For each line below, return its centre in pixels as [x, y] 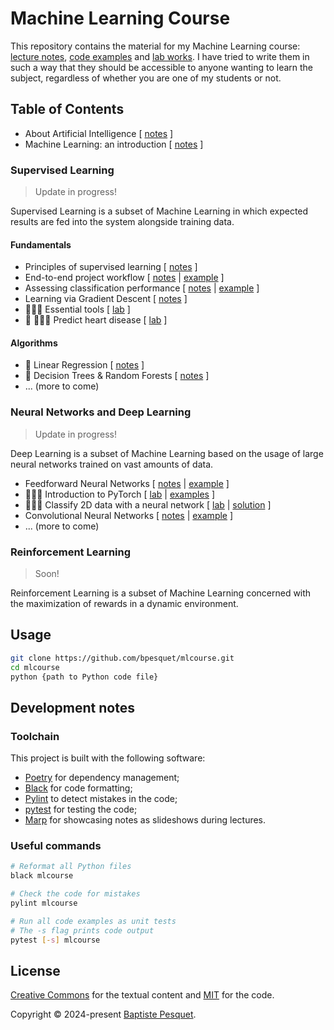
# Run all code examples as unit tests [93, 921]
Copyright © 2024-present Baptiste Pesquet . [103, 1014]
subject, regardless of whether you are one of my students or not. [146, 78]
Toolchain [35, 736]
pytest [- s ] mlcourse [55, 940]
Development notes [72, 707]
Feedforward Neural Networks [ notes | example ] [127, 483]
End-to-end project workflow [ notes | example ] [124, 278]
